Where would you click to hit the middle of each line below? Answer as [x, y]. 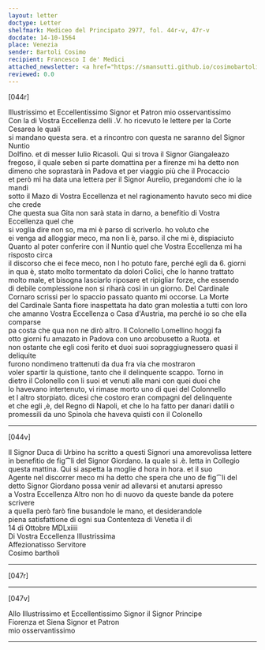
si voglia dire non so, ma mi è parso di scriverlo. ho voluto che [109, 229]
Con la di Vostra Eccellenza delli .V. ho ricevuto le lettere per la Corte [120, 120]
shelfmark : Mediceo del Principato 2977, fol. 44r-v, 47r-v [109, 30]
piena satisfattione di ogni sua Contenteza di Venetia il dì [100, 519]
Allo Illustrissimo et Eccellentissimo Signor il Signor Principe [105, 614]
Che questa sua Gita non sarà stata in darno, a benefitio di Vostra [114, 212]
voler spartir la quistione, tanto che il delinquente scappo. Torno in [116, 372]
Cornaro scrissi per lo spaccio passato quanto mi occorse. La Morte [119, 296]
